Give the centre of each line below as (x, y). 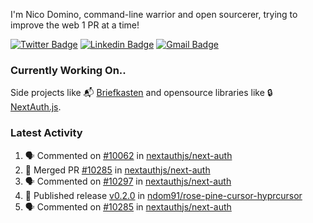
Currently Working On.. (68, 70)
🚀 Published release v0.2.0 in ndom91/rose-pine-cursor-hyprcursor (163, 195)
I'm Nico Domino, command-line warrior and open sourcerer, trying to (154, 14)
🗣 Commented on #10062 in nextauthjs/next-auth (128, 155)
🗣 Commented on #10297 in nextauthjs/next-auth (128, 181)
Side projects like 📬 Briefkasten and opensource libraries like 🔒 (141, 93)
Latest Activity (46, 133)
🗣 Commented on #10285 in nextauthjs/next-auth (128, 206)
